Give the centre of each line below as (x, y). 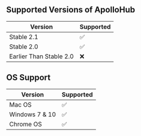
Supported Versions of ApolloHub (71, 10)
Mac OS (20, 104)
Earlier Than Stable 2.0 (41, 56)
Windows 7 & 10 (33, 114)
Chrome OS (25, 124)
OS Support (28, 78)
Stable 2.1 (24, 37)
